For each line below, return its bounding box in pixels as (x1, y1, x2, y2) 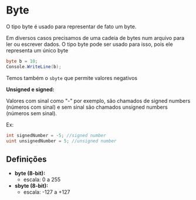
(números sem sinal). (6, 109, 58, 116)
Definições (6, 154, 47, 164)
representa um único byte (6, 46, 69, 54)
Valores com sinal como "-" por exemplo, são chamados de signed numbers (6, 97, 191, 104)
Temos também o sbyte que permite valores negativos (6, 74, 138, 81)
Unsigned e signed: (6, 86, 55, 93)
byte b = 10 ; (6, 58, 38, 64)
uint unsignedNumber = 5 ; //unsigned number (6, 138, 117, 144)
